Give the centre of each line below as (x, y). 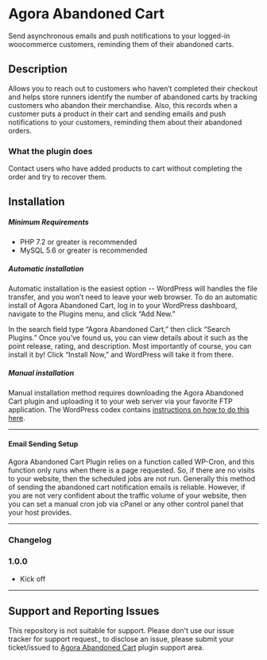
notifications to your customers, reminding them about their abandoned (125, 122)
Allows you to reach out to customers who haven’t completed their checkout (133, 88)
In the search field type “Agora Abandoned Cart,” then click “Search (119, 330)
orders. (20, 130)
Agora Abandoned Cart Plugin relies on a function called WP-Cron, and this (132, 461)
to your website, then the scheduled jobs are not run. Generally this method (132, 478)
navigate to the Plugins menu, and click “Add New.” (92, 314)
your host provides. (40, 512)
